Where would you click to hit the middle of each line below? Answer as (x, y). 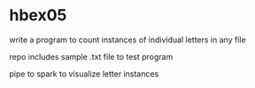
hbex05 (38, 15)
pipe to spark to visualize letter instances (84, 73)
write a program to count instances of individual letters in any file (127, 40)
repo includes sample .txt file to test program (91, 56)
